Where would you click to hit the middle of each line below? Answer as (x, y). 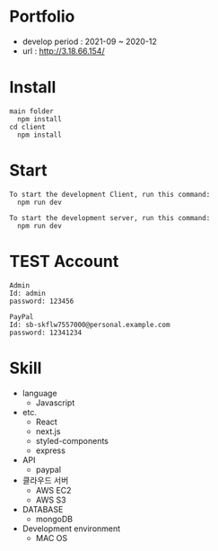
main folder (31, 111)
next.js (48, 431)
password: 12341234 (46, 333)
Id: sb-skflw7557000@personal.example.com (90, 324)
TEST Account (64, 262)
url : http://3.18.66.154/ (63, 50)
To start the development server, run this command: (110, 218)
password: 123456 (42, 301)
